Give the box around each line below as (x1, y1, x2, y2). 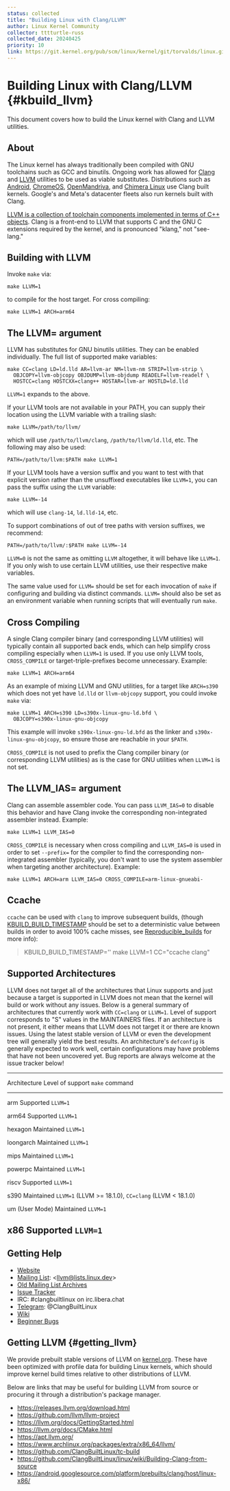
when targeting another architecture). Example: (7, 862, 140, 871)
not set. (7, 763, 29, 772)
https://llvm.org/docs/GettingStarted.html (16, 1418, 134, 1427)
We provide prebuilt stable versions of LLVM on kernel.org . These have (7, 1355, 207, 1363)
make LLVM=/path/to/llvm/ (7, 424, 81, 431)
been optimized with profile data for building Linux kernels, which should (7, 1362, 212, 1370)
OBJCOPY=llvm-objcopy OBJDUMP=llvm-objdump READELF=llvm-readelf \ (13, 372, 210, 379)
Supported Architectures (7, 968, 116, 979)
